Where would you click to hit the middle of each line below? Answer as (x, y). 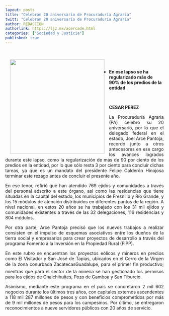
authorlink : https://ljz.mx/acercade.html (50, 29)
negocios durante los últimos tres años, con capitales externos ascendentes (84, 292)
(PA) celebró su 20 (136, 122)
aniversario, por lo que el (136, 128)
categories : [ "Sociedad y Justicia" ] (45, 33)
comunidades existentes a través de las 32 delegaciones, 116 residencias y (84, 212)
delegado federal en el (136, 133)
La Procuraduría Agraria (136, 117)
